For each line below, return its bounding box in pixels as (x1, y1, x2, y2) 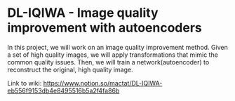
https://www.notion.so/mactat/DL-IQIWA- (43, 79, 163, 87)
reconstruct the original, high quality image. (7, 65, 133, 74)
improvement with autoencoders (7, 20, 202, 36)
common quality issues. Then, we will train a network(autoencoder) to (7, 58, 210, 66)
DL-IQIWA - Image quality (7, 5, 159, 21)
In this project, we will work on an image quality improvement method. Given (7, 43, 228, 51)
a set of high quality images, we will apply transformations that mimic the (7, 50, 219, 59)
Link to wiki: (7, 79, 42, 87)
